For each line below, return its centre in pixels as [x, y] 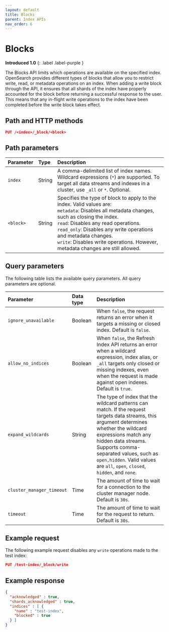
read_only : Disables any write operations [105, 229]
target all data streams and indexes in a [103, 183]
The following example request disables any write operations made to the [82, 550]
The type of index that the [127, 396]
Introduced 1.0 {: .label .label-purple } [45, 63]
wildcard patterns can [122, 403]
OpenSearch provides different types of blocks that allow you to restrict [79, 78]
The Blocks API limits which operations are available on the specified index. [83, 73]
